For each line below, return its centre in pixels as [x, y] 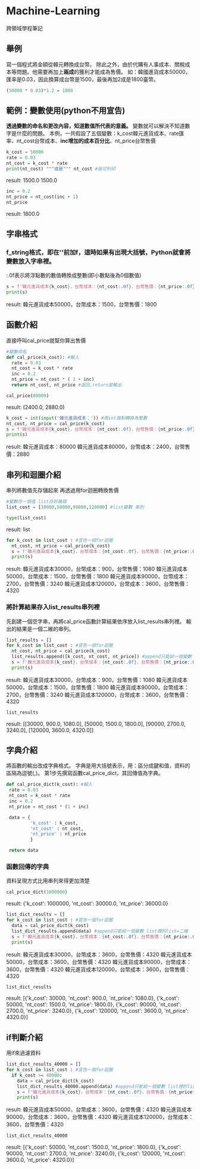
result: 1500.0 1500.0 [32, 180]
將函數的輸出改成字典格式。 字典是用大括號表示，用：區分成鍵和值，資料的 [98, 766]
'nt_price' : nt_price [58, 834]
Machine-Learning [53, 11]
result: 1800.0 [23, 213]
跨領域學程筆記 [24, 28]
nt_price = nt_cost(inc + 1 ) [42, 197]
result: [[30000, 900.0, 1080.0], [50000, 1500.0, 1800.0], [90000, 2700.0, [96, 724]
